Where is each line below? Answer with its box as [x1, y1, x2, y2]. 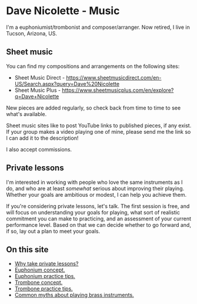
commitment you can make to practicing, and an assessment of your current [6, 215, 192, 222]
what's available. [6, 110, 47, 117]
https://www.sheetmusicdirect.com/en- [66, 74, 162, 81]
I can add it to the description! [6, 134, 79, 141]
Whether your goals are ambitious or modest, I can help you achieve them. [6, 191, 187, 198]
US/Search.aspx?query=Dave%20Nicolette [14, 80, 119, 87]
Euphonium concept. [14, 266, 65, 273]
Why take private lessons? [14, 260, 79, 267]
